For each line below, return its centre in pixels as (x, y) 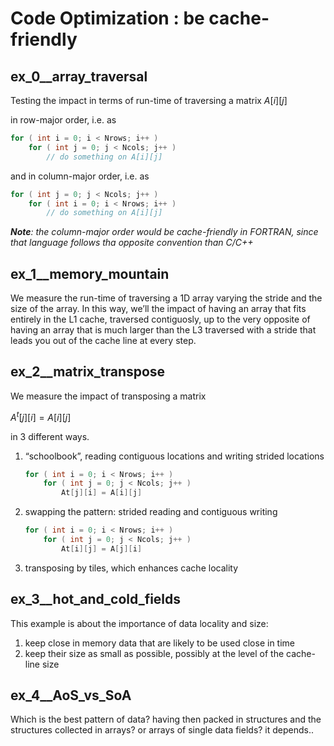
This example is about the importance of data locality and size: (139, 623)
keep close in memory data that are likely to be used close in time (160, 643)
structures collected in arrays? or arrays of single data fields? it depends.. (162, 730)
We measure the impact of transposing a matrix (108, 396)
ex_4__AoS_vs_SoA (71, 695)
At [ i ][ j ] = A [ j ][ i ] (102, 548)
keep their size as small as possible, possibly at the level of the (154, 653)
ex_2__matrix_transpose (88, 372)
